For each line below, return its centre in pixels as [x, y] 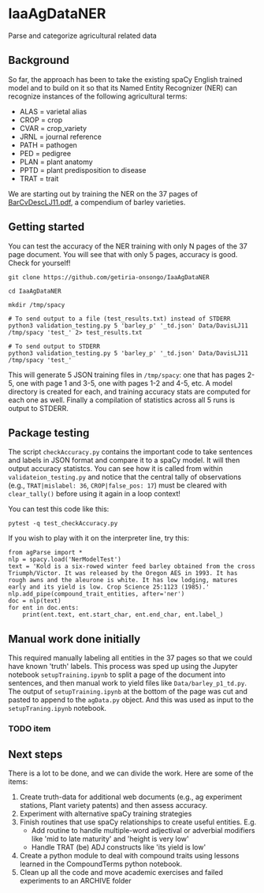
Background [39, 60]
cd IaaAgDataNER [35, 291]
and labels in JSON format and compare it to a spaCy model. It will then [124, 460]
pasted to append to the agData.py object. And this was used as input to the [131, 700]
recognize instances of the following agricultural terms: [98, 96]
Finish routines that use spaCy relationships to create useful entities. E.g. [138, 822]
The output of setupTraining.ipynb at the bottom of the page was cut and [128, 692]
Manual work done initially [74, 639]
